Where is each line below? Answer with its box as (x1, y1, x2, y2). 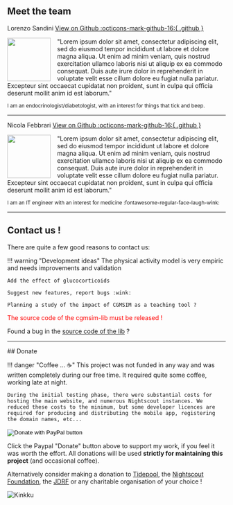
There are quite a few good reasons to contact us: (7, 242, 150, 251)
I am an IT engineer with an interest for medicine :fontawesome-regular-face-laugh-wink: (7, 199, 220, 206)
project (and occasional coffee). (7, 457, 100, 465)
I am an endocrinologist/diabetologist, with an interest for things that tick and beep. (7, 102, 205, 109)
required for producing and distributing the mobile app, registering (7, 409, 216, 416)
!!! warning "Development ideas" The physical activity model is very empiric (7, 256, 224, 265)
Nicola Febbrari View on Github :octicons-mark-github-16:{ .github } (7, 121, 201, 129)
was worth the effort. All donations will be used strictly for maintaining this (7, 449, 223, 457)
